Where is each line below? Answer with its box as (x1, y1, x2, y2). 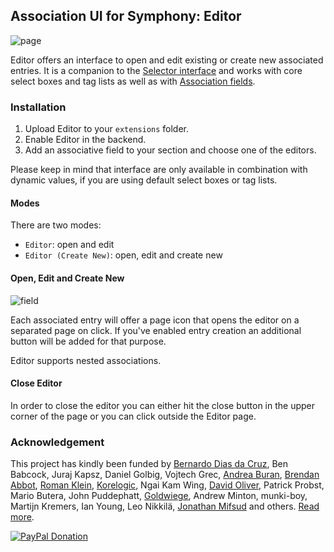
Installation (10, 100, 67, 114)
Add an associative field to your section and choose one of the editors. (24, 144, 317, 156)
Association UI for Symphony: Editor (10, 8, 242, 25)
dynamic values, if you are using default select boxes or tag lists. (10, 174, 278, 186)
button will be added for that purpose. (10, 335, 167, 347)
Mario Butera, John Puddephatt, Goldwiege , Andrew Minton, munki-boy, (10, 490, 308, 502)
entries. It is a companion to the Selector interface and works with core (10, 64, 303, 76)
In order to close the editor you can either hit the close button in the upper (10, 399, 316, 411)
